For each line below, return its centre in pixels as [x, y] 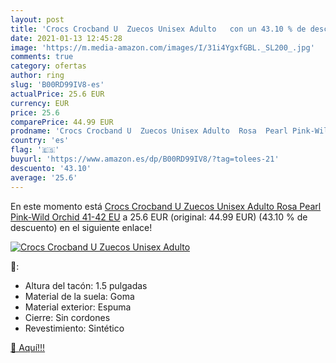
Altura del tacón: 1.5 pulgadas [86, 285]
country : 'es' [40, 141]
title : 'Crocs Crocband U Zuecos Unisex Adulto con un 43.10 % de [158, 29]
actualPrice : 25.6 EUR [57, 94]
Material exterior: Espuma [78, 307]
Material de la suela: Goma [79, 296]
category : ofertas [48, 66]
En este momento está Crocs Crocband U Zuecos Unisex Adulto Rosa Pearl [166, 206]
